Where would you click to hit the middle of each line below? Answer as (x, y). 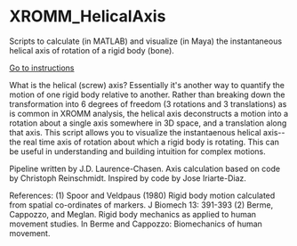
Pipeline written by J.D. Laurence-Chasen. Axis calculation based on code (145, 168)
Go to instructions (42, 68)
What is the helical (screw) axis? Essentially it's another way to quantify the (147, 85)
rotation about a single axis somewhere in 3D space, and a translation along (148, 123)
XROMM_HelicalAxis (88, 16)
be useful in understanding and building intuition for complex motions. (138, 151)
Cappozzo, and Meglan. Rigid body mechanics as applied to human (132, 214)
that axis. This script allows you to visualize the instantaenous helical (135, 132)
